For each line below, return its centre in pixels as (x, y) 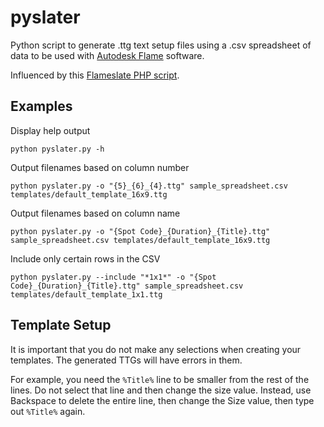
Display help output (50, 130)
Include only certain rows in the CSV (85, 258)
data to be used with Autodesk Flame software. (107, 55)
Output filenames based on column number (100, 167)
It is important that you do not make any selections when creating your (156, 349)
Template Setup (61, 325)
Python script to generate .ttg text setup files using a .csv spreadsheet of (161, 45)
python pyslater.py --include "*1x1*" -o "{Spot (113, 277)
